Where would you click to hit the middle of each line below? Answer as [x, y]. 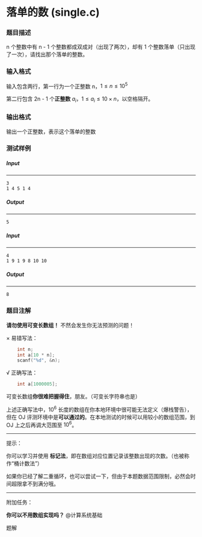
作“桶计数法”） [25, 463]
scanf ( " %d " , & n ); [39, 360]
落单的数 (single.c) [53, 12]
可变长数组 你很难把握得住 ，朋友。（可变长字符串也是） [73, 397]
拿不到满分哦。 [40, 484]
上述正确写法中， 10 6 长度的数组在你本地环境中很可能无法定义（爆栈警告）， [99, 409]
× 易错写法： [22, 338]
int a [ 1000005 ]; [38, 384]
